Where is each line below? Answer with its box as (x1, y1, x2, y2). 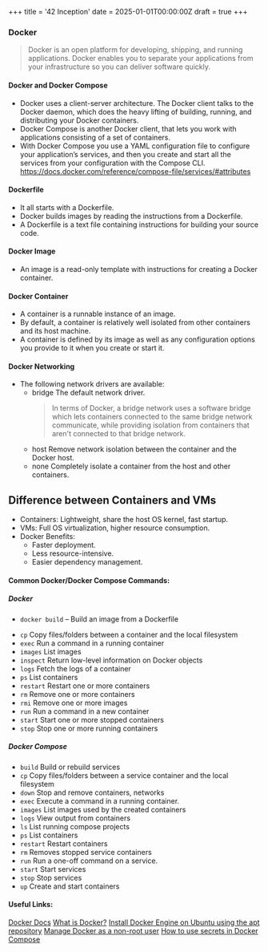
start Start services (19, 864, 86, 873)
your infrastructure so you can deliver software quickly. (27, 62, 210, 71)
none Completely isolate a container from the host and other (31, 461, 231, 472)
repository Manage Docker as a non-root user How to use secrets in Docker (8, 926, 258, 935)
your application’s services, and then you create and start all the (19, 149, 232, 159)
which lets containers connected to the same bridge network (51, 412, 253, 422)
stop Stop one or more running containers (19, 723, 158, 733)
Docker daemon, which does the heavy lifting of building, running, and (19, 107, 252, 116)
